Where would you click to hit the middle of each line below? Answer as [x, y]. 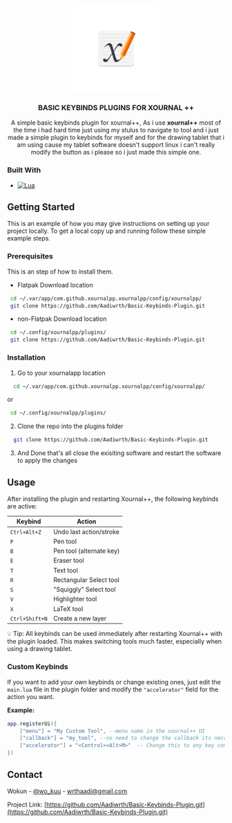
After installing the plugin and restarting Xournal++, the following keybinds [113, 499]
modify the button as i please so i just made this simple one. [116, 152]
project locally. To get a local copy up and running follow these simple [106, 231]
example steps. [29, 238]
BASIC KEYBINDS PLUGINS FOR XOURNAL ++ [116, 107]
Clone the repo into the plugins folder [70, 426]
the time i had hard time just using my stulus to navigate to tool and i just [116, 130]
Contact [25, 774]
